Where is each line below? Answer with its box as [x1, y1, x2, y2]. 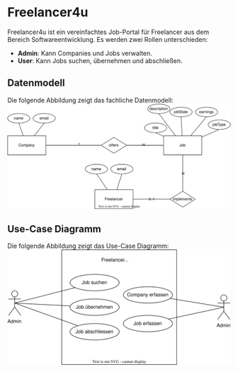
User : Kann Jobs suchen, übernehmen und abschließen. [17, 56, 183, 64]
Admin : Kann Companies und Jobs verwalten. [17, 49, 152, 57]
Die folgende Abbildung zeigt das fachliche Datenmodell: [7, 96, 174, 104]
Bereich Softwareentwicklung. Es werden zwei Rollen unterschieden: [7, 35, 208, 43]
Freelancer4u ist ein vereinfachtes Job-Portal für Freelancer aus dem [7, 28, 210, 36]
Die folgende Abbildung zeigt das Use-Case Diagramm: [7, 242, 169, 250]
